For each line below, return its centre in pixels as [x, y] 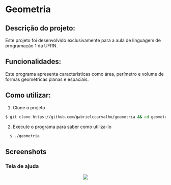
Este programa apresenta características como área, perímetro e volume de [85, 74]
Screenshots [26, 152]
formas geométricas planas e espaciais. [47, 79]
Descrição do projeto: [40, 28]
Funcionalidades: [33, 62]
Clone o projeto [29, 107]
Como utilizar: [28, 95]
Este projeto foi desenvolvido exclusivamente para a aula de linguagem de [83, 40]
